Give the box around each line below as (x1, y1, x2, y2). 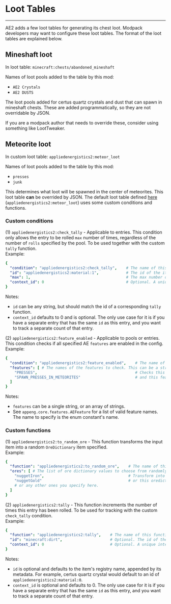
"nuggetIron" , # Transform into (14, 473, 165, 479)
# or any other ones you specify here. (14, 483, 99, 488)
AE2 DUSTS (12, 90, 34, 95)
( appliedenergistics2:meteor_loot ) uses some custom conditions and (5, 199, 153, 206)
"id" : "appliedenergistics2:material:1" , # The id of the (10, 270, 160, 275)
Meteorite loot (5, 140, 51, 148)
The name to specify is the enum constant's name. (12, 414, 120, 420)
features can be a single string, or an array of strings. (12, 404, 126, 410)
